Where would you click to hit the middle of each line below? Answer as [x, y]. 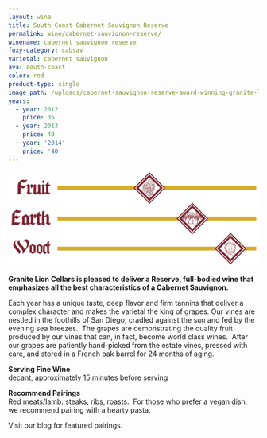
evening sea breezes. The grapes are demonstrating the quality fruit [120, 328]
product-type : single [44, 84]
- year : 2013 [37, 126]
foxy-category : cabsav [46, 51]
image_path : [28, 92]
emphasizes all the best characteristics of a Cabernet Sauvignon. [118, 287]
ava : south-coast [37, 68]
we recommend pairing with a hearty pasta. [79, 409]
